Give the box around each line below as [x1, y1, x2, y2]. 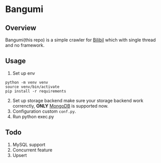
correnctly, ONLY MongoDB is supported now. [12, 103, 109, 109]
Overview [5, 24, 37, 32]
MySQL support [12, 141, 46, 147]
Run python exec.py [12, 113, 54, 119]
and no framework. [5, 42, 45, 48]
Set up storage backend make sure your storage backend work [12, 97, 143, 104]
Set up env [12, 70, 35, 76]
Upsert [12, 152, 27, 158]
